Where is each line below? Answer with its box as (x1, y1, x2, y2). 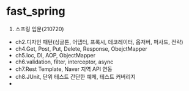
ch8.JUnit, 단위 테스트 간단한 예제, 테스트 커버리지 (15, 73, 136, 80)
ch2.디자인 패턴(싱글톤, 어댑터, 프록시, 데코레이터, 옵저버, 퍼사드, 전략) (15, 38, 183, 45)
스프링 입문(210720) (15, 25, 64, 32)
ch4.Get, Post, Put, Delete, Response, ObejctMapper (15, 45, 148, 53)
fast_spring (6, 4, 65, 18)
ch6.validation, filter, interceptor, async (15, 58, 114, 65)
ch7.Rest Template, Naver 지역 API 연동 (15, 65, 113, 73)
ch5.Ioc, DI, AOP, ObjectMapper (15, 51, 96, 59)
